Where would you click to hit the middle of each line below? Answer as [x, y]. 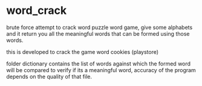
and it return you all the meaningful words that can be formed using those [98, 33]
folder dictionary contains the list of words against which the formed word [99, 64]
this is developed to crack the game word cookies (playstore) [83, 51]
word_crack [37, 11]
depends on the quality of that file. [49, 76]
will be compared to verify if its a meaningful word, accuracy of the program [101, 70]
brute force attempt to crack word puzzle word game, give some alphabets [99, 27]
